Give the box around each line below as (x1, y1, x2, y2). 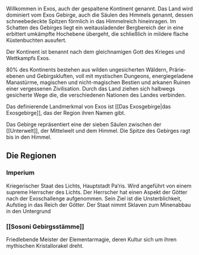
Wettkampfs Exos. (6, 55, 50, 61)
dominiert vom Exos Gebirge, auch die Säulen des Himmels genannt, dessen (6, 11, 193, 18)
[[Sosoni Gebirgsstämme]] (6, 222, 84, 231)
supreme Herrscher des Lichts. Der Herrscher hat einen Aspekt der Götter (6, 188, 188, 195)
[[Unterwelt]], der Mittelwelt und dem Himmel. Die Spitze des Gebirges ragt (6, 128, 191, 134)
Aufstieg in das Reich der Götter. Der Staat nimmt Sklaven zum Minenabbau (6, 201, 191, 208)
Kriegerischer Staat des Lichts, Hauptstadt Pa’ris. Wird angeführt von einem (6, 182, 192, 189)
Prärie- (169, 66, 187, 73)
